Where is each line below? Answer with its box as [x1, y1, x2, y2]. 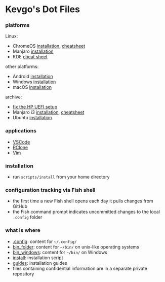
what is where [5, 227, 40, 234]
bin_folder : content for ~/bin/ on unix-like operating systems [12, 243, 139, 250]
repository [12, 270, 34, 277]
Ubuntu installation [12, 115, 52, 121]
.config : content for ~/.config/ [12, 238, 77, 244]
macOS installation [12, 84, 52, 90]
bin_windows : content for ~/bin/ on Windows [12, 249, 108, 255]
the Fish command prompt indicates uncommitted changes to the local [12, 209, 160, 215]
